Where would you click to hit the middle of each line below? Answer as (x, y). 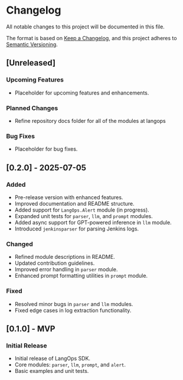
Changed (20, 244)
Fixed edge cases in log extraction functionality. (73, 310)
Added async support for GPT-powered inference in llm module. (93, 222)
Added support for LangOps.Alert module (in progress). (82, 210)
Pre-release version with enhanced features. (69, 197)
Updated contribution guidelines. (55, 263)
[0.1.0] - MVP (31, 329)
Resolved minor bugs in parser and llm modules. (74, 304)
